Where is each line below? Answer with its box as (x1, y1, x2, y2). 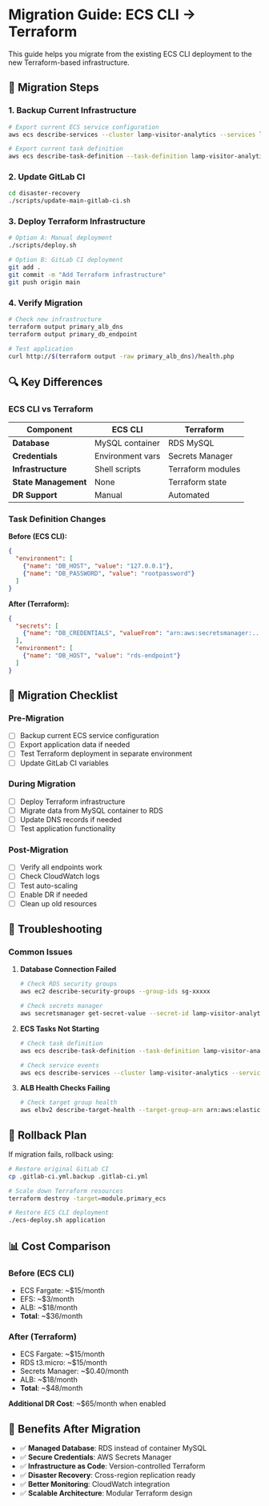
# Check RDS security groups (19, 980, 118, 988)
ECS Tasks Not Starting (19, 1023, 100, 1034)
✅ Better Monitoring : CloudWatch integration (19, 1480, 171, 1489)
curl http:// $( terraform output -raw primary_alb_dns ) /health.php (8, 352, 235, 360)
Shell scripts (94, 464, 142, 475)
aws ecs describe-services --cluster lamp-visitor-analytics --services (8, 131, 256, 139)
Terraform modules (167, 464, 241, 475)
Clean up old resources (19, 898, 98, 908)
